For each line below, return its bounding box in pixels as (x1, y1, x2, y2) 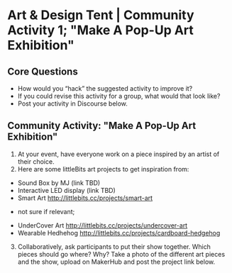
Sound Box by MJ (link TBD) (17, 178, 101, 187)
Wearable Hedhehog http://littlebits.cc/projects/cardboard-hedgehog (17, 228, 221, 237)
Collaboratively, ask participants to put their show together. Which (17, 242, 211, 251)
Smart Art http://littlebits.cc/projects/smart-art (17, 194, 153, 202)
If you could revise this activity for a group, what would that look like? (17, 92, 221, 100)
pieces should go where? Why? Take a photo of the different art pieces (17, 250, 226, 258)
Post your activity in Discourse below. (17, 99, 128, 108)
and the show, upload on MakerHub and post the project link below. (17, 257, 216, 266)
